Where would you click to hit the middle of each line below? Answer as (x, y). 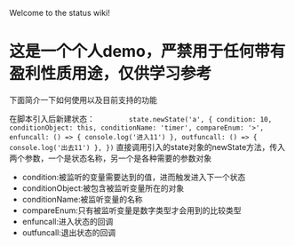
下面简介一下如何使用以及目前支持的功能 (83, 99)
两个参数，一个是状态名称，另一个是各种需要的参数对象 (110, 158)
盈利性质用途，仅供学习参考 (111, 74)
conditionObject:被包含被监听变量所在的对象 (103, 188)
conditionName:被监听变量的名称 (82, 199)
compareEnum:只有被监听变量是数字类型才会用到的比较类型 (132, 210)
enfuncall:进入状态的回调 (68, 221)
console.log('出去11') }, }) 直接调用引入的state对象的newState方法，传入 (147, 147)
